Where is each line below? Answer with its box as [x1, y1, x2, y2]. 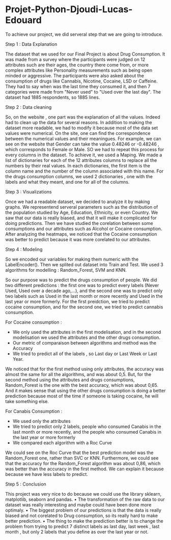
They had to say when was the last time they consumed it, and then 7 [5, 83, 151, 90]
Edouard [5, 14, 42, 26]
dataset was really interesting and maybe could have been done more [5, 501, 152, 507]
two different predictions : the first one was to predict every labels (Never [5, 282, 159, 288]
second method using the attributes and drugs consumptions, [5, 377, 135, 383]
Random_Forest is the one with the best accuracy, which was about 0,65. [5, 382, 159, 388]
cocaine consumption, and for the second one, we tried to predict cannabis [5, 304, 163, 310]
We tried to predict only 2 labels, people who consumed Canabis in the [12, 423, 161, 430]
